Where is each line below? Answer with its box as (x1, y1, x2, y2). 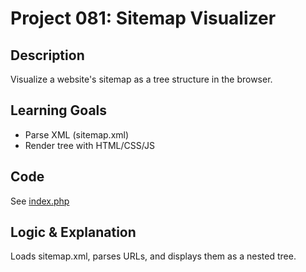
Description (10, 47, 85, 64)
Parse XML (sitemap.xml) (24, 128, 130, 141)
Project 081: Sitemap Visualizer (10, 7, 277, 30)
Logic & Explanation (10, 224, 137, 241)
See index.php (10, 195, 70, 207)
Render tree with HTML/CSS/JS (24, 139, 155, 151)
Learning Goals (10, 102, 108, 119)
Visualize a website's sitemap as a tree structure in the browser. (10, 73, 273, 85)
